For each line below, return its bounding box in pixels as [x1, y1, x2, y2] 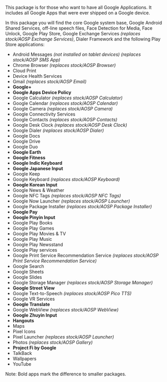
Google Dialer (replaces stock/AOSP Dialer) [12, 127, 104, 133]
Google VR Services [12, 296, 55, 302]
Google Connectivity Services [12, 111, 75, 117]
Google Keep [12, 171, 40, 177]
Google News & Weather [12, 187, 65, 193]
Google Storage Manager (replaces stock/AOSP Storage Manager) [12, 280, 153, 285]
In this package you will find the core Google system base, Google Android [5, 20, 162, 26]
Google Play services [12, 247, 58, 253]
